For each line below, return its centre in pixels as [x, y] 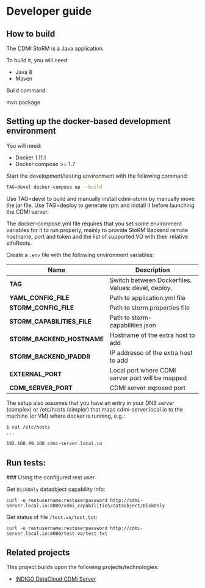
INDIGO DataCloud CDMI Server [56, 579]
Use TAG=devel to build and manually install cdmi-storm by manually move [101, 198]
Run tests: [26, 463]
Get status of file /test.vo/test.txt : [52, 517]
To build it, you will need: [38, 60]
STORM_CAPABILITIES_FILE [50, 321]
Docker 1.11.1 [31, 158]
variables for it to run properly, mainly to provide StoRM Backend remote [97, 230]
